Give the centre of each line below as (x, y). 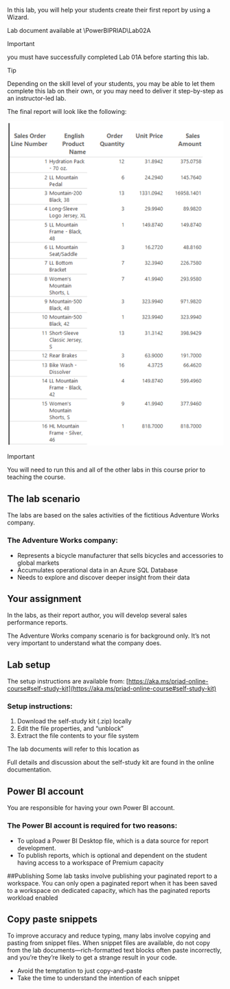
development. (36, 848)
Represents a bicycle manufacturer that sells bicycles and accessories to (120, 555)
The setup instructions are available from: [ (68, 682)
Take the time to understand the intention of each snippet (98, 978)
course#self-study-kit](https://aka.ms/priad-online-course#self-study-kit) (112, 688)
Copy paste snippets (53, 919)
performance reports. (37, 623)
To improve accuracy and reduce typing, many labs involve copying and (109, 935)
